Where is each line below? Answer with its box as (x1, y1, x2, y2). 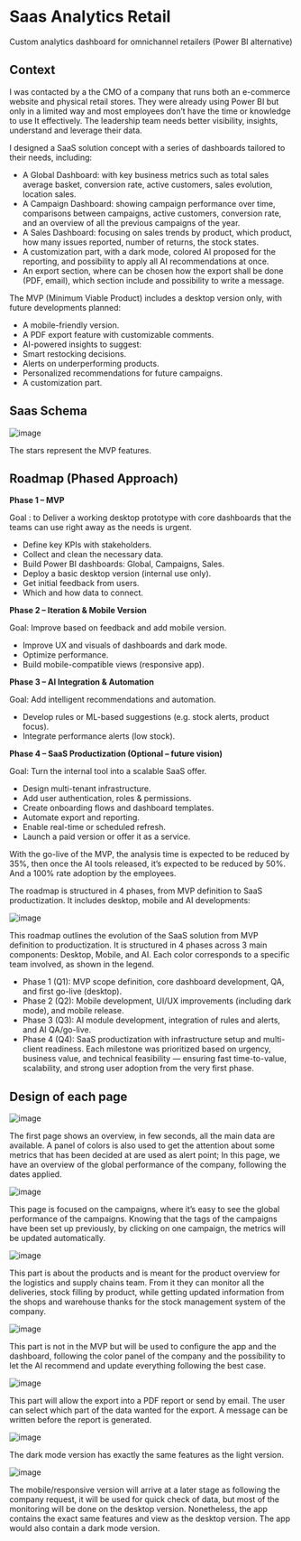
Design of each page (9, 1088, 128, 1104)
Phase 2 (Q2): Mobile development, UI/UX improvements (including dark (22, 995, 292, 1006)
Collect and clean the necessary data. (22, 549, 164, 560)
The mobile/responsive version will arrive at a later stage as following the (9, 1484, 281, 1496)
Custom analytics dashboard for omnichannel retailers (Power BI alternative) (9, 36, 293, 47)
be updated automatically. (9, 1233, 106, 1244)
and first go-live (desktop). (22, 986, 123, 997)
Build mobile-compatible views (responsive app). (22, 659, 205, 670)
